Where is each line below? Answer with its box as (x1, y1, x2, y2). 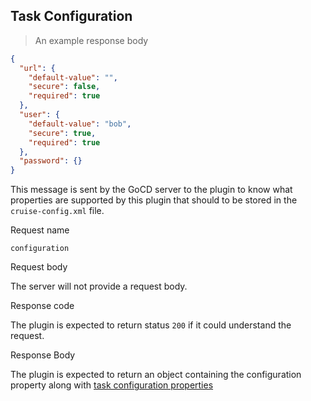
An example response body (34, 34, 149, 46)
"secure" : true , (28, 128, 97, 138)
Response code (10, 300, 75, 312)
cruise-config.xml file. (10, 205, 105, 217)
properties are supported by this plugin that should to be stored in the (10, 194, 298, 206)
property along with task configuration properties (10, 379, 214, 391)
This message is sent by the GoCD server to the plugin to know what (10, 184, 293, 196)
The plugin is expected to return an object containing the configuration (10, 369, 302, 381)
